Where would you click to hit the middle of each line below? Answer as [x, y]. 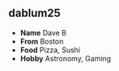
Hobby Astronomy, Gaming [66, 58]
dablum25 [34, 13]
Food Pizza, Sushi [50, 50]
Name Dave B [43, 32]
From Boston [42, 41]
